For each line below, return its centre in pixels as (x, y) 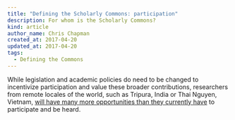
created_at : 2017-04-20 (42, 40)
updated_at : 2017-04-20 (42, 46)
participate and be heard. (44, 109)
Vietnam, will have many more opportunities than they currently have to (111, 102)
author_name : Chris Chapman (49, 33)
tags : (15, 53)
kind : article (28, 27)
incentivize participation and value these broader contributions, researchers (117, 87)
